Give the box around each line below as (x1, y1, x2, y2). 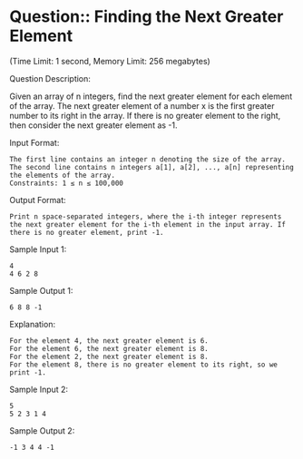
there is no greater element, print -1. (9, 228, 165, 237)
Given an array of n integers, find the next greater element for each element (9, 91, 293, 102)
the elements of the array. (9, 171, 116, 180)
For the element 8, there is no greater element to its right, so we (9, 360, 279, 369)
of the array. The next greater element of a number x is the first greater (9, 100, 275, 111)
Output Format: (9, 194, 66, 205)
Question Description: (9, 73, 91, 83)
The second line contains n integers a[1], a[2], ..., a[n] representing (9, 162, 295, 171)
